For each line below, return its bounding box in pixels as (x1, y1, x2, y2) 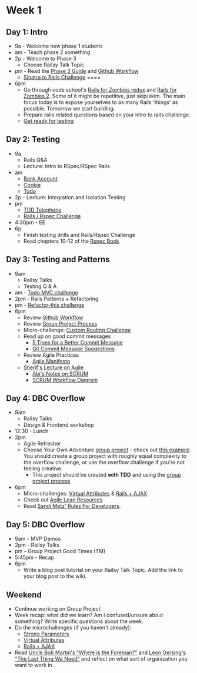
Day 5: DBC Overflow (6, 520, 85, 530)
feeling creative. (23, 465, 63, 472)
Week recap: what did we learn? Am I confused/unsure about (14, 612, 163, 619)
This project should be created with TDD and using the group (32, 471, 181, 478)
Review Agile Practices (23, 351, 79, 359)
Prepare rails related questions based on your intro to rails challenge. (23, 111, 191, 118)
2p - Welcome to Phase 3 (14, 55, 76, 62)
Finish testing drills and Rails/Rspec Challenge (23, 231, 135, 238)
